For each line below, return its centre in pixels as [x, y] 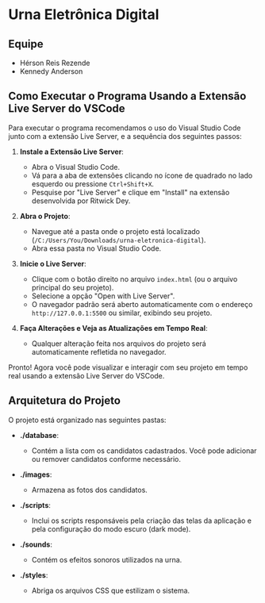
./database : [39, 435]
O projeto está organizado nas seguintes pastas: [87, 420]
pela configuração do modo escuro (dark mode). [111, 528]
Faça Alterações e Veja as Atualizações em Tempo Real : [113, 328]
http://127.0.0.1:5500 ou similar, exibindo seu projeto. [122, 313]
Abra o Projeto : [45, 216]
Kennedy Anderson [51, 71]
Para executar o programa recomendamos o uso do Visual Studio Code [125, 128]
